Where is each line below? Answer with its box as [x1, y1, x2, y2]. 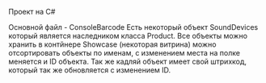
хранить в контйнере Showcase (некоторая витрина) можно [8, 39, 217, 49]
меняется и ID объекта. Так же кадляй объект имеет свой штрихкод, [8, 56, 247, 66]
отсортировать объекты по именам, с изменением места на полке [8, 48, 241, 57]
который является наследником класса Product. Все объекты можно [8, 31, 248, 40]
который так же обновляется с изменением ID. [8, 65, 171, 75]
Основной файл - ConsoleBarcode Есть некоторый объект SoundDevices [8, 23, 259, 31]
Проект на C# [8, 7, 56, 16]
